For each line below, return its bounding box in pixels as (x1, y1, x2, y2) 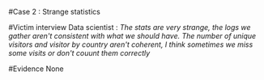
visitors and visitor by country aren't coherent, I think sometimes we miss (8, 40, 253, 49)
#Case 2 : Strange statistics (8, 7, 101, 16)
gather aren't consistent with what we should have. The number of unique (8, 32, 257, 40)
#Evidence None (8, 64, 65, 74)
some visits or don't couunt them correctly (8, 48, 151, 57)
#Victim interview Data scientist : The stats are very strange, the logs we (8, 23, 251, 32)
